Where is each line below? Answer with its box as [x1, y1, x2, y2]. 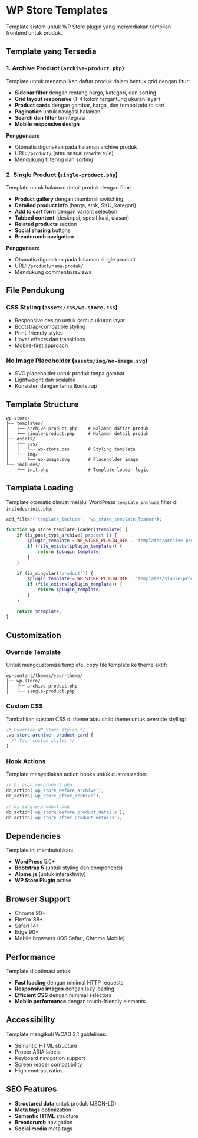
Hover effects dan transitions [14, 335, 85, 342]
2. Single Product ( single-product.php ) [6, 171, 118, 179]
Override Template [6, 648, 61, 656]
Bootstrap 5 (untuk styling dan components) [14, 864, 123, 871]
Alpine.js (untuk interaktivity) [14, 871, 87, 878]
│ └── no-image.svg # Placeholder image [6, 456, 138, 462]
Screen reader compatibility [14, 1061, 82, 1068]
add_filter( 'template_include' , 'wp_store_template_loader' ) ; [6, 516, 162, 522]
